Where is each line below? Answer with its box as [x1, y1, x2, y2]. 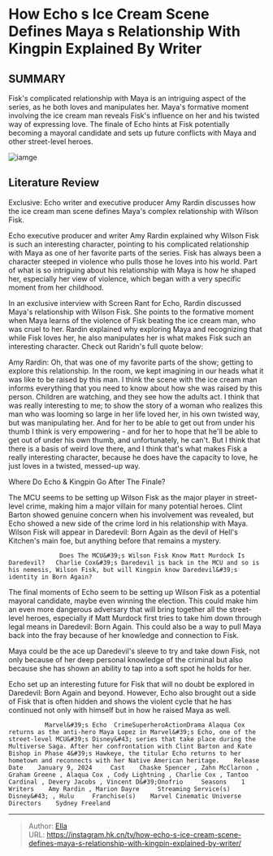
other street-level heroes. [8, 137, 93, 146]
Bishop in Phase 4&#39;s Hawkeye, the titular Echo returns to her [8, 749, 242, 758]
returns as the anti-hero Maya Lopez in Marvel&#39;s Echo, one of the [8, 727, 256, 736]
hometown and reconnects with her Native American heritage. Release [8, 756, 260, 765]
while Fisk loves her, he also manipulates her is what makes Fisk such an [8, 333, 252, 343]
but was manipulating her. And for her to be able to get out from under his [8, 417, 255, 427]
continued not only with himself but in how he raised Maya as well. [8, 705, 232, 714]
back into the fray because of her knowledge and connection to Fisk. [8, 630, 240, 640]
